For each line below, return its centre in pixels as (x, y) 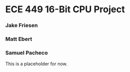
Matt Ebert (19, 39)
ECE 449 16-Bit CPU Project (65, 9)
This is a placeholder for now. (36, 64)
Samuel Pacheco (27, 53)
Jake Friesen (22, 26)
